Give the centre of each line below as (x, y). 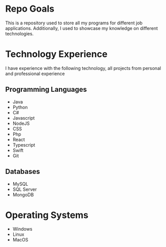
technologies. (20, 33)
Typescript (24, 145)
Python (20, 107)
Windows (22, 229)
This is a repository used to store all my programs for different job (74, 23)
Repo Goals (30, 9)
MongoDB (23, 195)
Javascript (24, 118)
